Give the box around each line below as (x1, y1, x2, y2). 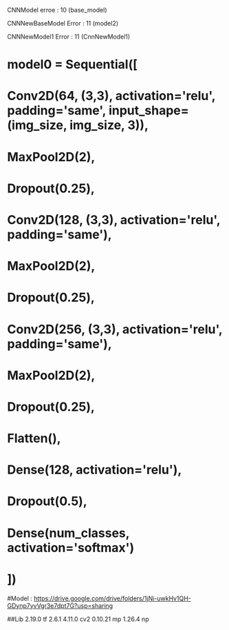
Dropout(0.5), (7, 494, 87, 509)
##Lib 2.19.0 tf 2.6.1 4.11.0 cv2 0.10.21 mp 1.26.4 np (7, 615, 149, 623)
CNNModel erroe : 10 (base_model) (7, 6, 108, 14)
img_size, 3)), (69, 117, 149, 133)
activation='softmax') (7, 540, 135, 556)
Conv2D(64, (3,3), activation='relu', (7, 88, 215, 104)
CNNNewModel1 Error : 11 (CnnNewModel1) (7, 32, 131, 41)
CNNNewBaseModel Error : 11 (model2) (7, 19, 119, 27)
